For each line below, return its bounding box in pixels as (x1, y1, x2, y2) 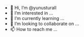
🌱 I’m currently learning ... (10, 15, 65, 21)
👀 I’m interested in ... (10, 10, 53, 16)
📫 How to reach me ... (10, 26, 58, 32)
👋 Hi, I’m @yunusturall (10, 5, 57, 10)
